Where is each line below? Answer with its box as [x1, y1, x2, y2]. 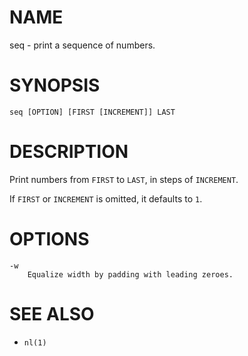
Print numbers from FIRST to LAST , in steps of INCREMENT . [9, 173, 239, 185]
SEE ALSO [9, 302, 95, 325]
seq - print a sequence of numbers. [9, 39, 156, 51]
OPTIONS [9, 228, 90, 250]
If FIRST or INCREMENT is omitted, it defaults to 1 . [9, 192, 203, 205]
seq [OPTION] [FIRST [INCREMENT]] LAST [9, 107, 176, 117]
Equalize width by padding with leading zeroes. [27, 269, 234, 280]
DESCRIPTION [9, 141, 129, 163]
